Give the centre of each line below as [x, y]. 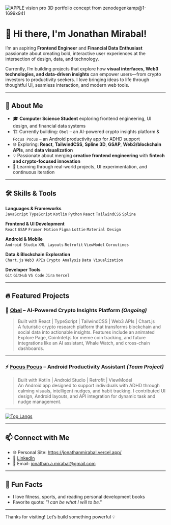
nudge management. [39, 402]
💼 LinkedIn [24, 458]
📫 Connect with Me [37, 437]
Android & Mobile [24, 239]
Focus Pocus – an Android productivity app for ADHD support [76, 139]
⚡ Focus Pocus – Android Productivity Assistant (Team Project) [85, 367]
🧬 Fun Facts [24, 484]
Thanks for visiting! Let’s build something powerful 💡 [60, 517]
